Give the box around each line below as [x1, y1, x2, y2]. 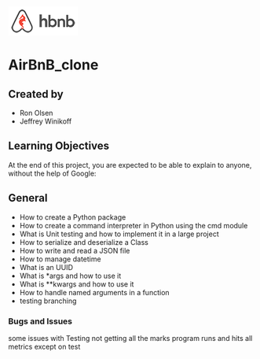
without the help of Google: [8, 168, 97, 178]
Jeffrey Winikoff [19, 117, 72, 126]
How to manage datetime [19, 254, 101, 264]
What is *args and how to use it [19, 271, 122, 280]
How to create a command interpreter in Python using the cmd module [19, 220, 248, 230]
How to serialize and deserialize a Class [19, 237, 149, 246]
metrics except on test [8, 342, 81, 351]
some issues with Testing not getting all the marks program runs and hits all [8, 333, 253, 342]
